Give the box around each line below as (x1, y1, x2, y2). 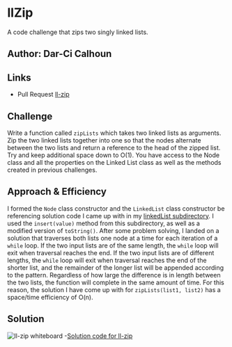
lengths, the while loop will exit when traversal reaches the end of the (7, 256, 207, 264)
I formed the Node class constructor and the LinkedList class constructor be (7, 204, 225, 213)
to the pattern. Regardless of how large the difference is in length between (7, 271, 221, 279)
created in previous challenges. (7, 166, 98, 174)
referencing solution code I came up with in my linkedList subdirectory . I (7, 211, 214, 220)
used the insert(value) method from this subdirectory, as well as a (7, 219, 201, 227)
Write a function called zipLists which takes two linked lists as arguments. (7, 129, 222, 137)
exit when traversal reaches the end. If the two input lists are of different (7, 248, 215, 257)
